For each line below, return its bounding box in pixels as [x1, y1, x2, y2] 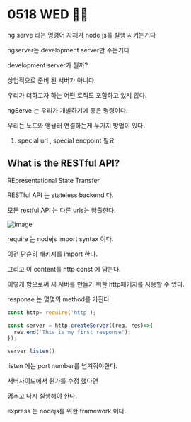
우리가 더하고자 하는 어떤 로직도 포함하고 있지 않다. [7, 91, 147, 99]
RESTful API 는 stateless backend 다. [7, 191, 114, 199]
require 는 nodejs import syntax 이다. [7, 234, 114, 243]
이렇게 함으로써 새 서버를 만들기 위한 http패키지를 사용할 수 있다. [7, 279, 185, 288]
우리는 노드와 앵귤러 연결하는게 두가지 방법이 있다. [7, 121, 146, 130]
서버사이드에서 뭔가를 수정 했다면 [7, 377, 99, 385]
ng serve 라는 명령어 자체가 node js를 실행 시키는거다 [7, 30, 156, 39]
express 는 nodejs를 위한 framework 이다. [7, 407, 127, 416]
